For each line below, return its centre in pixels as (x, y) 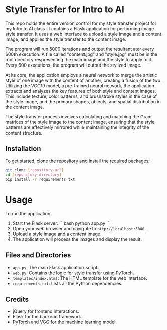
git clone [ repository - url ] (35, 170)
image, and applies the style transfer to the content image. (66, 39)
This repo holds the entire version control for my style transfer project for (81, 23)
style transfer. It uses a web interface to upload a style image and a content (83, 34)
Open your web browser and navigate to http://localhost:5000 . (79, 229)
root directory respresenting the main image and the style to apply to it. (79, 59)
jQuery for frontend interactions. (46, 311)
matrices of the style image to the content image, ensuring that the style (80, 122)
